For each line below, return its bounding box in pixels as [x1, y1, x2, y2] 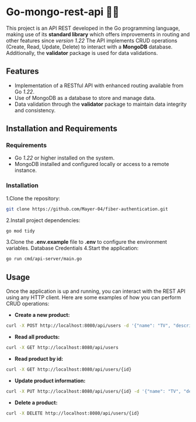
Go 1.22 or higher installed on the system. [14, 154, 115, 161]
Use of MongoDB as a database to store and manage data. [14, 94, 156, 101]
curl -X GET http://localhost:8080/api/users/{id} [6, 366, 132, 372]
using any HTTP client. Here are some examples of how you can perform [6, 294, 181, 301]
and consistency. [14, 106, 56, 113]
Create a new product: [14, 312, 70, 319]
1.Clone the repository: [6, 195, 60, 202]
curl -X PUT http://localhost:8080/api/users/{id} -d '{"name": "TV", [6, 388, 181, 394]
